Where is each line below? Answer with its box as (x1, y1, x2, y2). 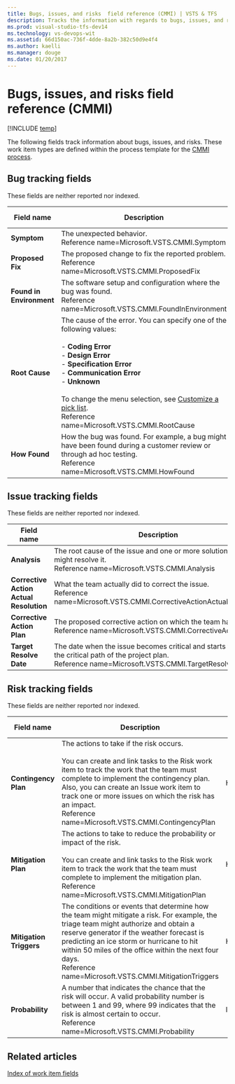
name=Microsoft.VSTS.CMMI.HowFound (61, 466, 194, 476)
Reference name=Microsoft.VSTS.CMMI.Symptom (61, 237, 226, 247)
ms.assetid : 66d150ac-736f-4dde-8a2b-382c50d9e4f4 (7, 36, 158, 43)
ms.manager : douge (7, 50, 61, 57)
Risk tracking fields (7, 683, 93, 695)
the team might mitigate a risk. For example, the (62, 910, 218, 920)
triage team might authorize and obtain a (62, 919, 195, 929)
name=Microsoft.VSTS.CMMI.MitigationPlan (62, 890, 206, 900)
